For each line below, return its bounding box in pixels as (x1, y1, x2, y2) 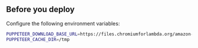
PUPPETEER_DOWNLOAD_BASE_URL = (6, 31, 81, 37)
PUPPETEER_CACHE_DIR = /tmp (6, 36, 70, 42)
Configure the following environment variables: (6, 20, 120, 27)
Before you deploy (6, 5, 75, 14)
